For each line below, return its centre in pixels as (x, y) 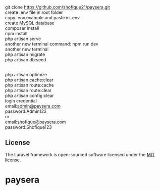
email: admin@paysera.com (33, 106)
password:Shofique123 (28, 127)
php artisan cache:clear (29, 80)
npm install (16, 33)
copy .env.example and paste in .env (43, 18)
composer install (22, 28)
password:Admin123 (26, 111)
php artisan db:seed (26, 60)
